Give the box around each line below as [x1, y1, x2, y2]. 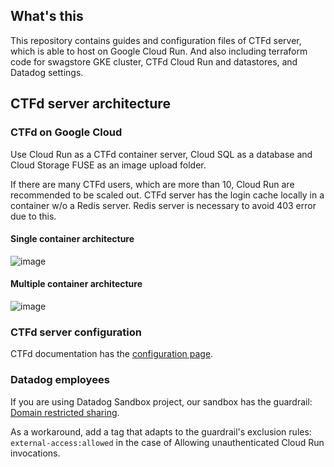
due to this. [10, 210, 57, 222]
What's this [10, 8, 84, 25]
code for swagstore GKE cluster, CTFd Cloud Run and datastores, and [10, 55, 298, 68]
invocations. [10, 447, 61, 459]
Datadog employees [10, 373, 110, 387]
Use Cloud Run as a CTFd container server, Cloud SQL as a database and [10, 148, 313, 160]
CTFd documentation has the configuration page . [10, 348, 214, 360]
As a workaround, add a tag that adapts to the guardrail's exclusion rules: [10, 425, 312, 438]
